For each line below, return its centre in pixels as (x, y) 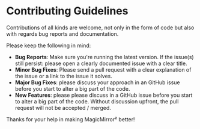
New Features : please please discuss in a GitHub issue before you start (104, 95)
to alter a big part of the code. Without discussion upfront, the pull (97, 101)
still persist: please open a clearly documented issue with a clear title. (101, 63)
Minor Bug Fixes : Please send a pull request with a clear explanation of (103, 69)
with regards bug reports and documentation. (62, 33)
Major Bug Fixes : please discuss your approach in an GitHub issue (97, 82)
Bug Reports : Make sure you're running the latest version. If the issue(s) (104, 57)
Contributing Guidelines (67, 11)
